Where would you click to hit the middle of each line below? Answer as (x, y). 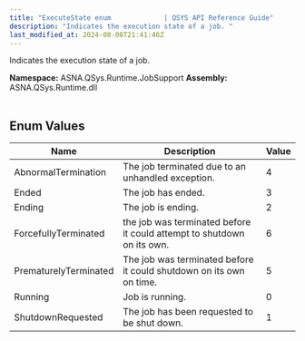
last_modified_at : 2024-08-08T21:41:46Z (87, 34)
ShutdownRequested (59, 317)
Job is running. (154, 297)
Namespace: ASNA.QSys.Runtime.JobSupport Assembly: (119, 78)
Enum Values (47, 126)
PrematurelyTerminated (64, 271)
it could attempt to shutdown (183, 234)
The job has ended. (163, 193)
